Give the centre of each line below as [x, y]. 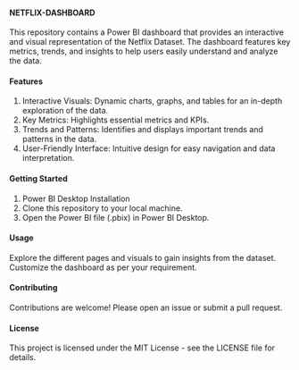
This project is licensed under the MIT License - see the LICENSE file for [142, 348]
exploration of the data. [65, 111]
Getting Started [39, 178]
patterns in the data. [59, 139]
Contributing [33, 288]
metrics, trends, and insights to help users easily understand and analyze [144, 51]
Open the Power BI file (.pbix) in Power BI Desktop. [116, 217]
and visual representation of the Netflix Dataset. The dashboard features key [150, 42]
